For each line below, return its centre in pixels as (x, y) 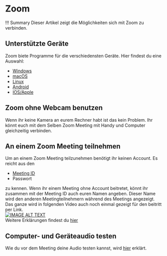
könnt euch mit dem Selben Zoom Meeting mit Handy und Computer (75, 125)
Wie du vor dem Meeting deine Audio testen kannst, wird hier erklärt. (76, 248)
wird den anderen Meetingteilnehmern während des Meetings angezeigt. (80, 199)
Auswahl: (15, 61)
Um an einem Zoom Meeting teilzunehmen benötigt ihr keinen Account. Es (82, 158)
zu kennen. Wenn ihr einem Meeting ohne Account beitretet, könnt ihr (77, 188)
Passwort (22, 179)
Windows (22, 71)
